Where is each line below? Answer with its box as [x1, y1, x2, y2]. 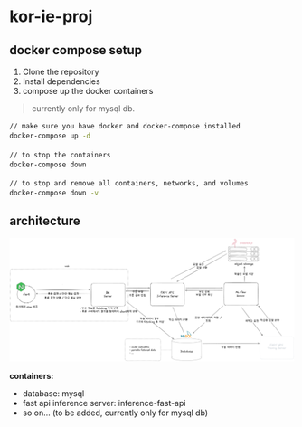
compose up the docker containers [22, 86, 154, 96]
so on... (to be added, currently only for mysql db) [22, 407, 209, 418]
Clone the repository [22, 66, 99, 77]
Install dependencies [22, 76, 101, 87]
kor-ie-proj [9, 6, 93, 27]
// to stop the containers [9, 150, 111, 159]
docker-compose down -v [9, 188, 99, 198]
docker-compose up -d [9, 131, 91, 140]
